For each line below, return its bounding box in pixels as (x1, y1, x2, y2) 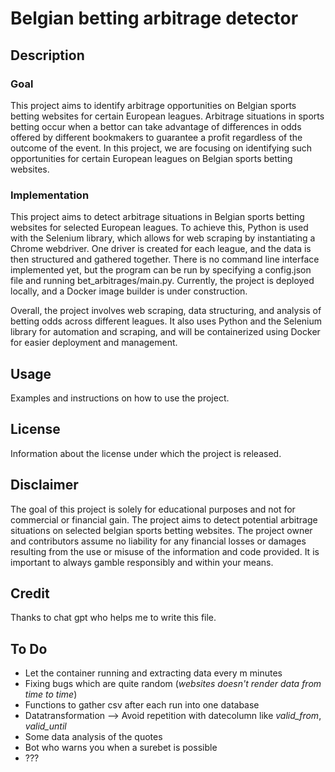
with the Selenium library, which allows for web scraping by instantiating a (10, 232, 316, 244)
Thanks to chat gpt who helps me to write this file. (10, 612, 217, 624)
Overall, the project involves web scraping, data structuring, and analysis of (10, 305, 322, 317)
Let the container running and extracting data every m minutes (24, 667, 283, 679)
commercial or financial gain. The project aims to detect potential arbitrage (10, 513, 318, 526)
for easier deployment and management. (10, 337, 178, 349)
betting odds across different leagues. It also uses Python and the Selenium (10, 315, 323, 327)
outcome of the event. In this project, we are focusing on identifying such (10, 142, 312, 154)
